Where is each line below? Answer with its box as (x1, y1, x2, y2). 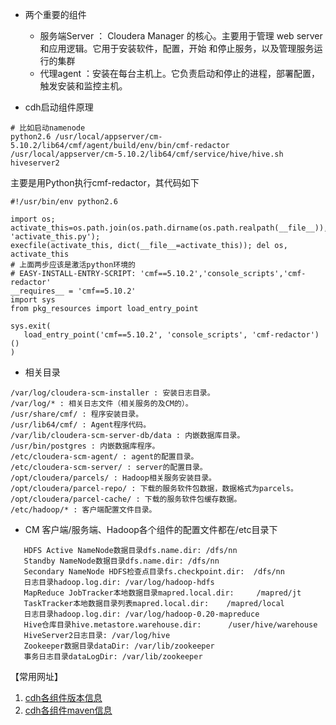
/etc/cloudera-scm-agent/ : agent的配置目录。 (10, 452, 199, 462)
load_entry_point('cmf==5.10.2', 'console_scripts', (23, 330, 248, 340)
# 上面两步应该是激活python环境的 (10, 260, 136, 270)
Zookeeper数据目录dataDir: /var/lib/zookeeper (23, 641, 215, 651)
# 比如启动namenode (10, 123, 86, 133)
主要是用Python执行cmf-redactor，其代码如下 (10, 177, 200, 188)
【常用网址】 (10, 671, 63, 682)
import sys (10, 295, 56, 305)
